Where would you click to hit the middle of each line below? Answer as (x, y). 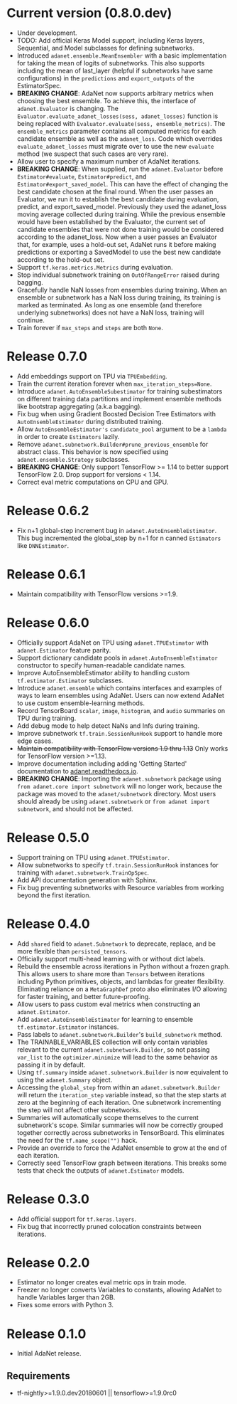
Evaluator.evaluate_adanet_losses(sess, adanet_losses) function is (117, 116)
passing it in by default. (51, 1065)
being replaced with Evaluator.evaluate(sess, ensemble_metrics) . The (121, 123)
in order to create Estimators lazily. (68, 436)
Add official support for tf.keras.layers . (76, 1219)
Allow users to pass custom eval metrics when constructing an (109, 1004)
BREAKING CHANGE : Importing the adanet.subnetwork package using (119, 778)
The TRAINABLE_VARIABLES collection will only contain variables (112, 1042)
